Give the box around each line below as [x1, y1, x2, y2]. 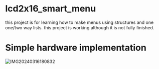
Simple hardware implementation [5, 42, 146, 54]
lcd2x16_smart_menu [5, 3, 96, 14]
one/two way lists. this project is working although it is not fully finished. [5, 24, 154, 30]
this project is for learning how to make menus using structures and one [5, 19, 154, 25]
